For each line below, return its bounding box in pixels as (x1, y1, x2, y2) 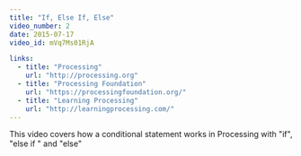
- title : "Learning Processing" (17, 96, 139, 105)
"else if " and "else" (9, 138, 83, 149)
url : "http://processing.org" (25, 71, 139, 81)
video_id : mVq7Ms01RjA (9, 38, 94, 48)
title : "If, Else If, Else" (9, 13, 115, 22)
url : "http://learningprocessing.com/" (25, 104, 175, 113)
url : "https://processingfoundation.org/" (25, 87, 187, 97)
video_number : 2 (9, 22, 70, 30)
